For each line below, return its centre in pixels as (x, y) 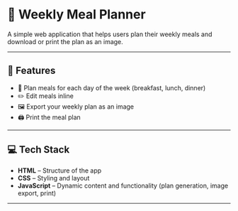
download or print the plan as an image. (66, 41)
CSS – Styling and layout (53, 178)
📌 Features (32, 71)
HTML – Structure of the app (59, 171)
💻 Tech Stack (39, 150)
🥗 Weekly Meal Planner (77, 15)
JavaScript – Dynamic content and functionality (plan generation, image (123, 185)
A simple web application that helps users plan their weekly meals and (110, 34)
